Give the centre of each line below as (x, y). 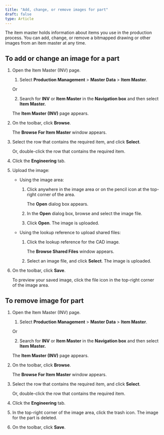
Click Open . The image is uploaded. (63, 223)
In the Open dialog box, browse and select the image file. (84, 214)
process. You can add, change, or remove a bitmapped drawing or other (78, 38)
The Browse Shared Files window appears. (70, 252)
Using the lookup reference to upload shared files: (70, 233)
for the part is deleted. (35, 418)
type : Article (20, 19)
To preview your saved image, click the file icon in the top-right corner (83, 280)
